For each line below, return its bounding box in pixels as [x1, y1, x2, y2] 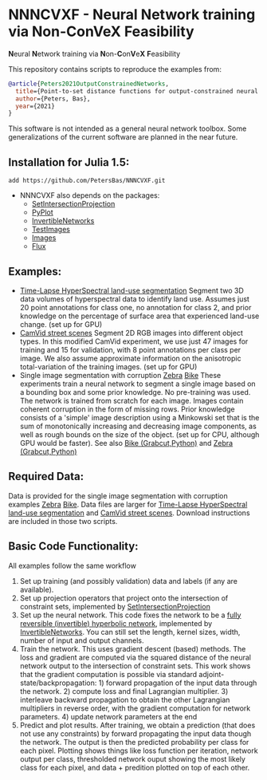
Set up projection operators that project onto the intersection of [19, 593, 229, 603]
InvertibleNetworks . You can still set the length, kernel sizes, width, [19, 627, 241, 636]
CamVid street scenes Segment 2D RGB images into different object [19, 328, 243, 337]
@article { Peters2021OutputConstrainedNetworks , [8, 80, 170, 88]
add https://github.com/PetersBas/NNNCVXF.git [8, 177, 166, 185]
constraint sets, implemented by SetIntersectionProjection [19, 601, 211, 611]
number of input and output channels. [19, 636, 145, 645]
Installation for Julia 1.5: [8, 156, 130, 169]
